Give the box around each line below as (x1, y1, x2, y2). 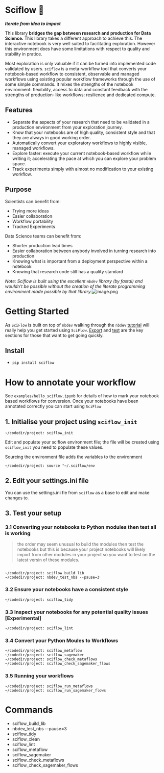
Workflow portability (12, 218, 53, 224)
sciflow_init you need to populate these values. (5, 444, 104, 450)
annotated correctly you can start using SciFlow (5, 403, 101, 409)
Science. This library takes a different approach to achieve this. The (5, 35, 142, 41)
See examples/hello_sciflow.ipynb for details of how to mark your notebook (5, 393, 159, 399)
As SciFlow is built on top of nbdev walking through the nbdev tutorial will (5, 322, 150, 328)
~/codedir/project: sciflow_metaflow (5, 648, 82, 653)
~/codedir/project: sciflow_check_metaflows (5, 657, 97, 662)
